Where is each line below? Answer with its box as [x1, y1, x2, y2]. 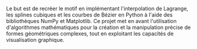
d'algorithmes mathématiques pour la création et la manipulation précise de [6, 24, 191, 31]
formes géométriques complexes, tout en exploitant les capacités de [6, 30, 174, 37]
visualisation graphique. [6, 37, 65, 43]
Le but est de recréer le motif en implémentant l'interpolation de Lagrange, [6, 5, 189, 12]
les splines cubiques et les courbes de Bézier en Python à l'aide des [6, 11, 173, 18]
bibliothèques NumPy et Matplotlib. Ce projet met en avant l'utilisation [6, 18, 177, 24]
